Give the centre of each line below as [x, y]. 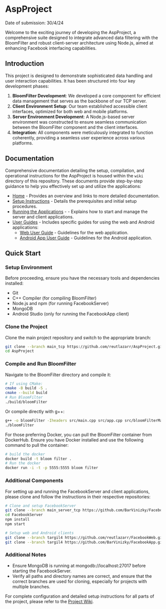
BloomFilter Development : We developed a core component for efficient [86, 95]
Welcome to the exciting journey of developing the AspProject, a [71, 32]
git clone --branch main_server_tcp [43, 510]
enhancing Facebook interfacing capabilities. [51, 48]
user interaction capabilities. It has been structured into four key [70, 81]
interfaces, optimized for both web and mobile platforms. [70, 111]
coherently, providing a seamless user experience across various [79, 137]
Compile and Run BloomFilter [41, 364]
